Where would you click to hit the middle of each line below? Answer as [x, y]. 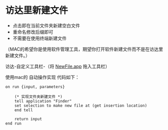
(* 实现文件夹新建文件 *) [39, 97]
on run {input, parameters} [35, 87]
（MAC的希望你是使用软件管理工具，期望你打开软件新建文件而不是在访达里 [84, 49]
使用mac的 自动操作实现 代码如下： [42, 77]
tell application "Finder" [43, 101]
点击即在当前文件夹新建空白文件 [46, 25]
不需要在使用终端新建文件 [40, 38]
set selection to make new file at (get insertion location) [81, 106]
